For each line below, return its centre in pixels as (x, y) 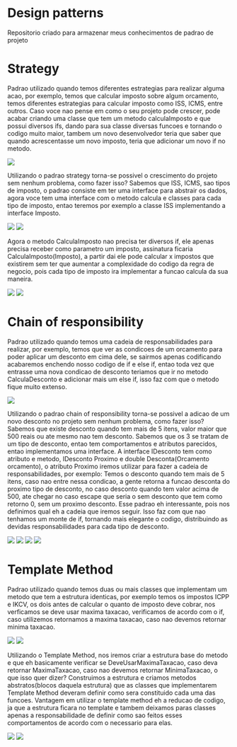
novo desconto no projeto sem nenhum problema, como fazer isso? (106, 421)
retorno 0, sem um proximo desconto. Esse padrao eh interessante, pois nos (118, 504)
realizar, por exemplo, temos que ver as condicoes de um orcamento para (115, 349)
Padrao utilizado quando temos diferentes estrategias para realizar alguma (116, 88)
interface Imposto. (34, 213)
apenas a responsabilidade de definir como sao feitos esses (95, 715)
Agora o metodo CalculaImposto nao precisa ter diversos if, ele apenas (111, 241)
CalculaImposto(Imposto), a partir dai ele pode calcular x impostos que (111, 256)
